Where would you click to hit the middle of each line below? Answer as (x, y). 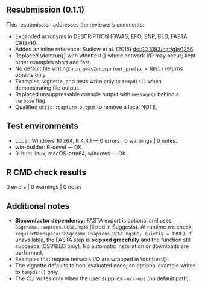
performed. (29, 253)
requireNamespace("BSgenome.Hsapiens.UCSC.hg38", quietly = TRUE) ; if (103, 234)
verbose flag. (31, 100)
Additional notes (38, 206)
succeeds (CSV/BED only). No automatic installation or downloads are (102, 246)
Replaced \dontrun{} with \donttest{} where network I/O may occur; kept (105, 55)
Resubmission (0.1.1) (45, 10)
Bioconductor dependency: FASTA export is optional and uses (93, 221)
